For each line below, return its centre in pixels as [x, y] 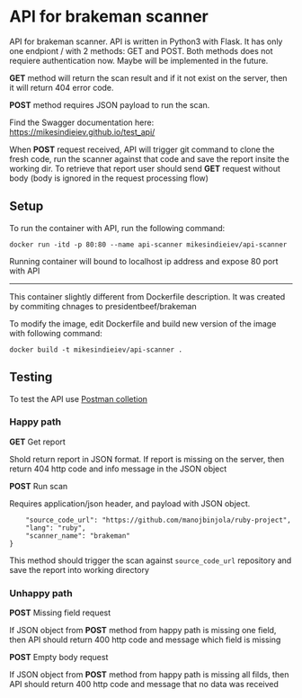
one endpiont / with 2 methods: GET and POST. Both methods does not [141, 50]
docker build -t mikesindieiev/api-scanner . [96, 349]
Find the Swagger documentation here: [82, 122]
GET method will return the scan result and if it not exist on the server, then [148, 77]
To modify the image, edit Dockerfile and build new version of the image [143, 323]
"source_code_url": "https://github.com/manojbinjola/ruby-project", [159, 520]
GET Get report [37, 442]
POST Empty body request [59, 658]
